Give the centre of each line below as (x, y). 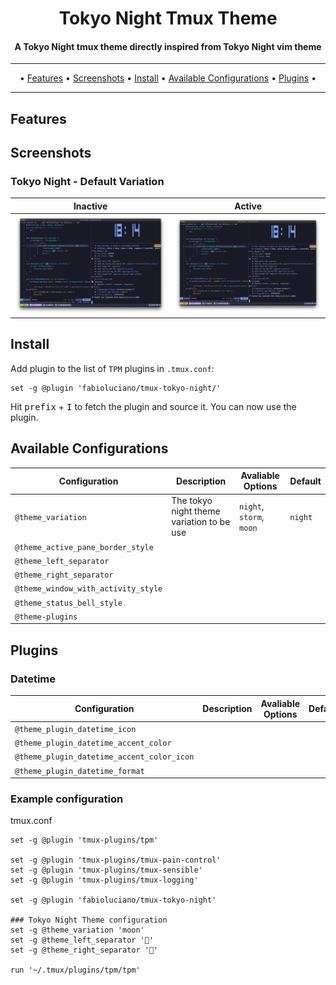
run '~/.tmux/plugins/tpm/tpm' (75, 970)
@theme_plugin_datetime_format (79, 771)
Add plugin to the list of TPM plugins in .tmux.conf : (112, 368)
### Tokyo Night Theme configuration (89, 920)
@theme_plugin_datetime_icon (75, 729)
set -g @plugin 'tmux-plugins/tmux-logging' (104, 880)
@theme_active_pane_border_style (84, 547)
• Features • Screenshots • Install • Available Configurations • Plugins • (168, 78)
